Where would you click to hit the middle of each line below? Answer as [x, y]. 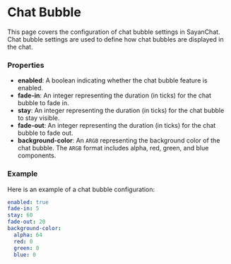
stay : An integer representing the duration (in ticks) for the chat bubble [121, 111]
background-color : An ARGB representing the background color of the [119, 140]
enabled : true [28, 202]
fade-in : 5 [23, 209]
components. [37, 155]
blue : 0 [25, 255]
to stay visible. [38, 118]
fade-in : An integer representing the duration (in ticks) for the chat [114, 95]
